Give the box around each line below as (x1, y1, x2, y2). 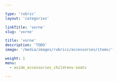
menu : (5, 61, 16, 65)
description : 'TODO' (5, 42, 48, 48)
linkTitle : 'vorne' (5, 25, 45, 30)
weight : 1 (5, 56, 26, 61)
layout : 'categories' (5, 16, 50, 21)
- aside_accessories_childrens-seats (9, 65, 87, 70)
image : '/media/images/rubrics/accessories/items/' (5, 47, 113, 52)
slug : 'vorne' (5, 29, 34, 34)
